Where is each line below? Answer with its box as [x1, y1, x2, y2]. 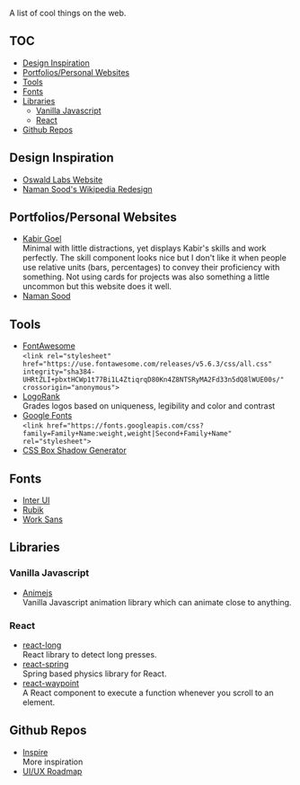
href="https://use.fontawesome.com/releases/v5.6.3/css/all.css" [22, 359, 272, 369]
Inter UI [22, 495, 50, 506]
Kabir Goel [22, 234, 62, 244]
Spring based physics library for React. [22, 668, 167, 679]
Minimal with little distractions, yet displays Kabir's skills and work [22, 243, 267, 254]
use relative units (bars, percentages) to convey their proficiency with [22, 262, 280, 273]
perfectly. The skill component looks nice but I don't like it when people [22, 252, 287, 263]
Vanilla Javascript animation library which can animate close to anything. [22, 596, 292, 607]
